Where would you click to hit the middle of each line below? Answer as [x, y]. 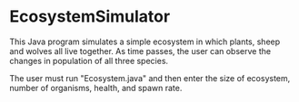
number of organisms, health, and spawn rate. [96, 88]
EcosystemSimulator [90, 17]
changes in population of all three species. [89, 60]
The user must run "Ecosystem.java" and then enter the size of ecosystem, [150, 78]
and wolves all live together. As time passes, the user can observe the [140, 51]
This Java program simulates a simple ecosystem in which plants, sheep [145, 42]
